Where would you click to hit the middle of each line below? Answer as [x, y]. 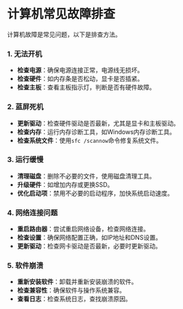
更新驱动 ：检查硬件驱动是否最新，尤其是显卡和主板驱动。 [98, 123]
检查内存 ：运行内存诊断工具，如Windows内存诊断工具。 [96, 132]
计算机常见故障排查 [61, 14]
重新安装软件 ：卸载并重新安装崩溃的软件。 [77, 282]
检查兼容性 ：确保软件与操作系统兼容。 [71, 290]
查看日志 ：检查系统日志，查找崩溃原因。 [74, 299]
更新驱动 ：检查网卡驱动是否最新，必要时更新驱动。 [89, 246]
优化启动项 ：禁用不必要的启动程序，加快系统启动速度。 [95, 193]
